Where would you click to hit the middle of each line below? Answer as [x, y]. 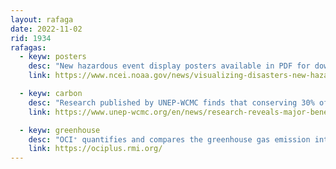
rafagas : [28, 47]
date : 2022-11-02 [46, 29]
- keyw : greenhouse [60, 130]
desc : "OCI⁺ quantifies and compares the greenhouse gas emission [169, 139]
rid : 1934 [31, 38]
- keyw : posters [53, 57]
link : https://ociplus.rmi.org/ [95, 149]
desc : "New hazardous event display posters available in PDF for [169, 66]
